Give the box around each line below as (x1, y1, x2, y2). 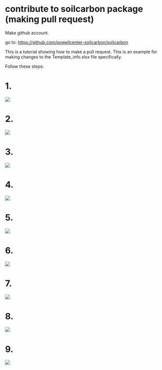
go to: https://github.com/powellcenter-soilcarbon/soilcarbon (5, 39, 128, 45)
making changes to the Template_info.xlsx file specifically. (5, 54, 122, 59)
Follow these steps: (5, 63, 44, 69)
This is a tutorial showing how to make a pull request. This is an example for (5, 49, 158, 55)
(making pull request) (5, 14, 94, 25)
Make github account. (5, 30, 49, 36)
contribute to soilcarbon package (5, 3, 143, 15)
